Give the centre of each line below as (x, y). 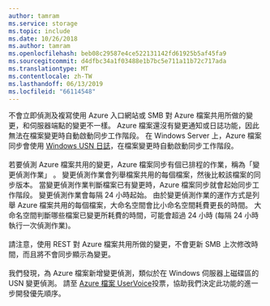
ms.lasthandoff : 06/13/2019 (56, 84)
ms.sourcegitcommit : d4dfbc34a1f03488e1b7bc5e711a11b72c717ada (118, 62)
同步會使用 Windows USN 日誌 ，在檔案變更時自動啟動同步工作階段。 (123, 146)
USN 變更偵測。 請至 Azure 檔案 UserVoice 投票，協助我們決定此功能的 (126, 283)
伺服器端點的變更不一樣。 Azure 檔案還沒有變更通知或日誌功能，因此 (144, 126)
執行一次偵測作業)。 (42, 226)
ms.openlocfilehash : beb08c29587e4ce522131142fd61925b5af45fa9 (118, 54)
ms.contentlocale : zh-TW (50, 76)
